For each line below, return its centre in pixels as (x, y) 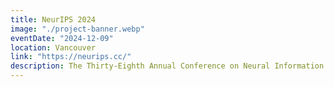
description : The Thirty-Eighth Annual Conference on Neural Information (167, 66)
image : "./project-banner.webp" (77, 29)
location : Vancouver (53, 47)
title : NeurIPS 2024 (53, 19)
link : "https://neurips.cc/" (71, 57)
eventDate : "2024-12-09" (62, 38)
